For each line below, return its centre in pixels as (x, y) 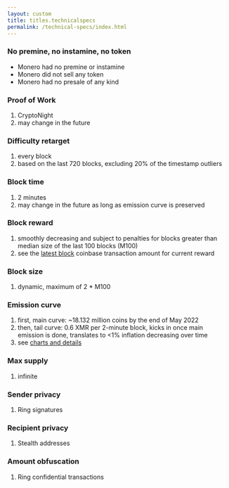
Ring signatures (40, 410)
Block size (25, 271)
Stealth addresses (44, 443)
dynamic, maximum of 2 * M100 (64, 287)
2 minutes (32, 197)
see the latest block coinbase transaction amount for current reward (116, 253)
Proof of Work (32, 100)
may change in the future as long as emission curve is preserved (111, 205)
